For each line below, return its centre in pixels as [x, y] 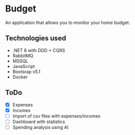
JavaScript [24, 66]
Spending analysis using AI [40, 127]
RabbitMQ [23, 55]
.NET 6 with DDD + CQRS [39, 50]
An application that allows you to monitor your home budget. [68, 22]
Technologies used [36, 38]
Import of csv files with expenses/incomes [56, 116]
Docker [20, 77]
